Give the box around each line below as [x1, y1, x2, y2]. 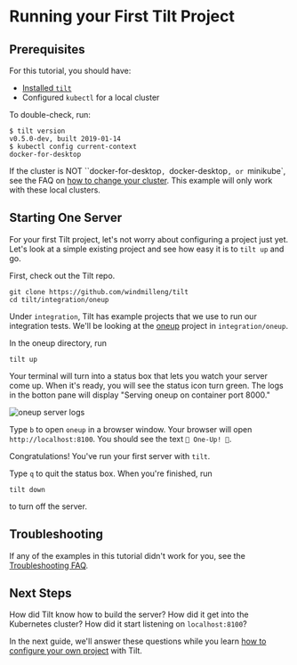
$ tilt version [9, 127, 66, 135]
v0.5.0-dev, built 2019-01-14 [9, 135, 122, 144]
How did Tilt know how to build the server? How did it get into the [9, 609, 249, 620]
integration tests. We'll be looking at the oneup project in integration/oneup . [9, 320, 289, 331]
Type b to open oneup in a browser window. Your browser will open [9, 423, 253, 434]
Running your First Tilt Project [9, 6, 236, 27]
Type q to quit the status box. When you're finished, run [9, 468, 213, 479]
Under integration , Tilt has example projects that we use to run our [9, 310, 258, 322]
